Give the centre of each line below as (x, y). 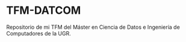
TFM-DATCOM (44, 10)
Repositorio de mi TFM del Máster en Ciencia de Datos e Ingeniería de (93, 27)
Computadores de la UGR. (39, 33)
